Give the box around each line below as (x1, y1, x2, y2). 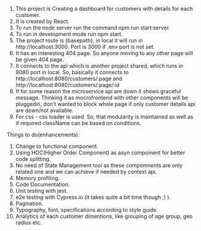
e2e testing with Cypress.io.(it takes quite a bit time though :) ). (15, 194, 171, 200)
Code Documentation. (15, 181, 70, 188)
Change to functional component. (15, 143, 99, 150)
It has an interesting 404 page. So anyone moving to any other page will (15, 50, 193, 56)
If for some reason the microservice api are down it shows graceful (15, 88, 181, 95)
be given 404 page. (15, 56, 65, 63)
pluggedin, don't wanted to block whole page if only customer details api (15, 101, 196, 107)
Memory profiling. (15, 175, 60, 181)
